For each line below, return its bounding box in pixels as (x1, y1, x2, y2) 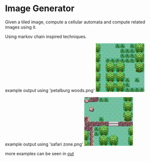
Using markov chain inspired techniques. (5, 34, 87, 39)
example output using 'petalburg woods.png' (5, 87, 95, 93)
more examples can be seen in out (5, 150, 74, 156)
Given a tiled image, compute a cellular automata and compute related (5, 19, 146, 25)
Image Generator (5, 3, 75, 14)
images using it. (5, 24, 37, 30)
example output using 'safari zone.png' (5, 141, 83, 147)
